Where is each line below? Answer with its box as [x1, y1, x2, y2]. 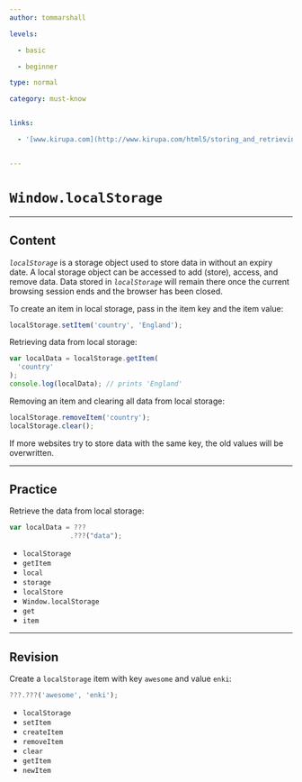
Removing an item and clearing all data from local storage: [9, 396, 225, 406]
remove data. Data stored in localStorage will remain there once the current [9, 276, 290, 286]
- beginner [17, 62, 58, 71]
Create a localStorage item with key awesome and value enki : [9, 673, 232, 684]
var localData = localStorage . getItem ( [9, 354, 159, 363]
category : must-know [9, 95, 87, 104]
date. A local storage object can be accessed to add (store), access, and [9, 267, 279, 277]
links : [9, 119, 34, 128]
